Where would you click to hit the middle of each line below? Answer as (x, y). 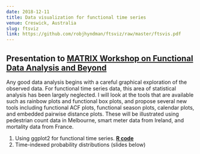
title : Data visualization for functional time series (76, 17)
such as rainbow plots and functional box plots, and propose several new (97, 101)
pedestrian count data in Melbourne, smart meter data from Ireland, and (95, 120)
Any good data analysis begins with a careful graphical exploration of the (97, 82)
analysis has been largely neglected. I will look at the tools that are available (100, 95)
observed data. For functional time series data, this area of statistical (91, 88)
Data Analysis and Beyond (56, 67)
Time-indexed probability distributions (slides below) (80, 144)
